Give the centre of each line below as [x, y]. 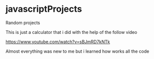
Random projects [23, 23]
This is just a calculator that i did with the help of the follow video [71, 32]
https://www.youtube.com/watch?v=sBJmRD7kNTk [58, 42]
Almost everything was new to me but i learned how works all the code [77, 51]
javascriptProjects [44, 9]
